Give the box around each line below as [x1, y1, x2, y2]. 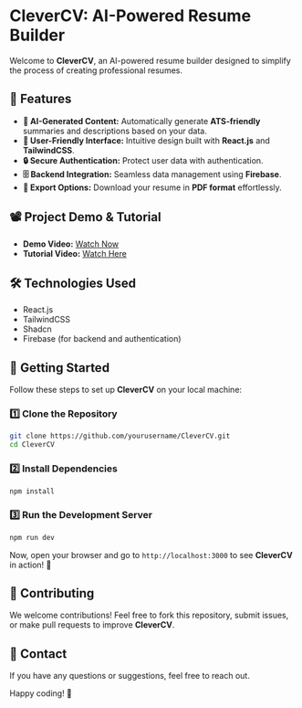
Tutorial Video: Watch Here [22, 248, 128, 259]
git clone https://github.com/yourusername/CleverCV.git [9, 431, 231, 441]
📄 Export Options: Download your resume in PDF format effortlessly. [22, 182, 283, 193]
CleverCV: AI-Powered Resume [9, 5, 252, 26]
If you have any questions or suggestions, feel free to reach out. [9, 671, 251, 682]
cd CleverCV [9, 440, 55, 449]
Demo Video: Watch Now [22, 238, 120, 249]
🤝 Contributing [9, 586, 95, 601]
